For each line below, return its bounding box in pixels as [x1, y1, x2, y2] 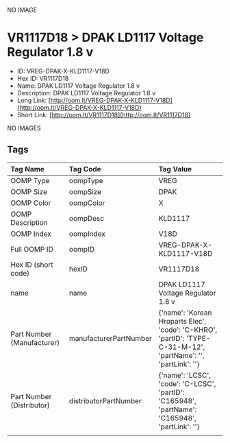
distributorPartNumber [68, 396, 142, 405]
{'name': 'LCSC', [158, 370, 212, 380]
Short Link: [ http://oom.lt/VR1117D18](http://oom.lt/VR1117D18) [16, 110, 191, 119]
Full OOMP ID [10, 244, 53, 254]
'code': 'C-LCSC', [158, 379, 216, 388]
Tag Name [10, 164, 44, 173]
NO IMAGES [7, 123, 41, 132]
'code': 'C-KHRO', [158, 325, 218, 335]
